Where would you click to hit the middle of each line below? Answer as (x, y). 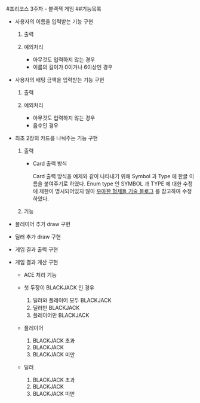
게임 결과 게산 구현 (36, 262)
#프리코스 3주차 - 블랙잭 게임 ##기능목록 (54, 9)
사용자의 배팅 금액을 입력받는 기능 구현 (59, 80)
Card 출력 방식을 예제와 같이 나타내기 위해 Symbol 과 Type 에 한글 (110, 176)
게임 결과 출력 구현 (36, 249)
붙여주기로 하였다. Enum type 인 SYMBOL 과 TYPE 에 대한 (113, 184)
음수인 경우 (45, 125)
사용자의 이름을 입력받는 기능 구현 (54, 22)
